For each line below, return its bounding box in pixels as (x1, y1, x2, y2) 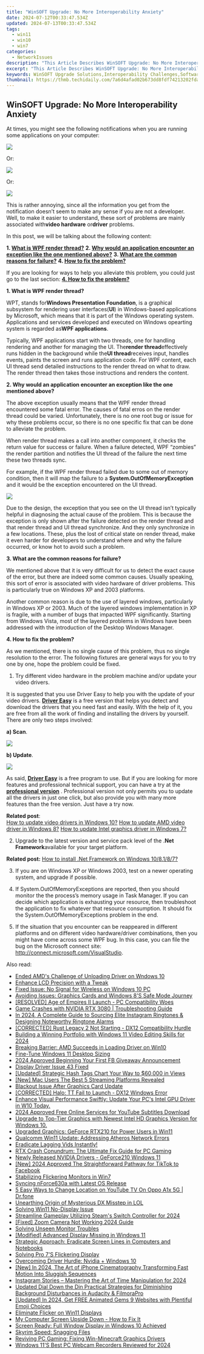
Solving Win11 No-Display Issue (15, 1205, 94, 1213)
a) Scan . (6, 728, 28, 735)
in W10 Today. (15, 1102, 50, 1109)
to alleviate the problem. (6, 425, 67, 432)
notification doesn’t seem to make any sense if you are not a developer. (6, 208, 185, 215)
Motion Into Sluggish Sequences (15, 1270, 97, 1277)
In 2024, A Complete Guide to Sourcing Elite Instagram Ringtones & (15, 1011, 184, 1018)
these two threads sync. (6, 456, 67, 464)
